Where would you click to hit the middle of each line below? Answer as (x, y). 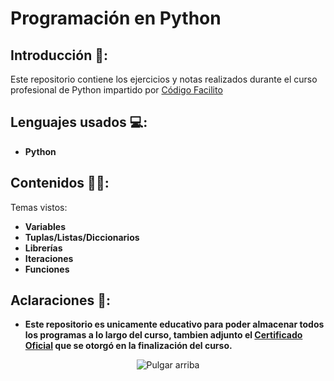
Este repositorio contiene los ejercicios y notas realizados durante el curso (164, 79)
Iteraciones (49, 258)
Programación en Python (116, 18)
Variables (45, 226)
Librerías (43, 248)
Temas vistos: (39, 207)
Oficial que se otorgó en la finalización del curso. (128, 346)
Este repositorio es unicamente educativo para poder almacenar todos (174, 324)
